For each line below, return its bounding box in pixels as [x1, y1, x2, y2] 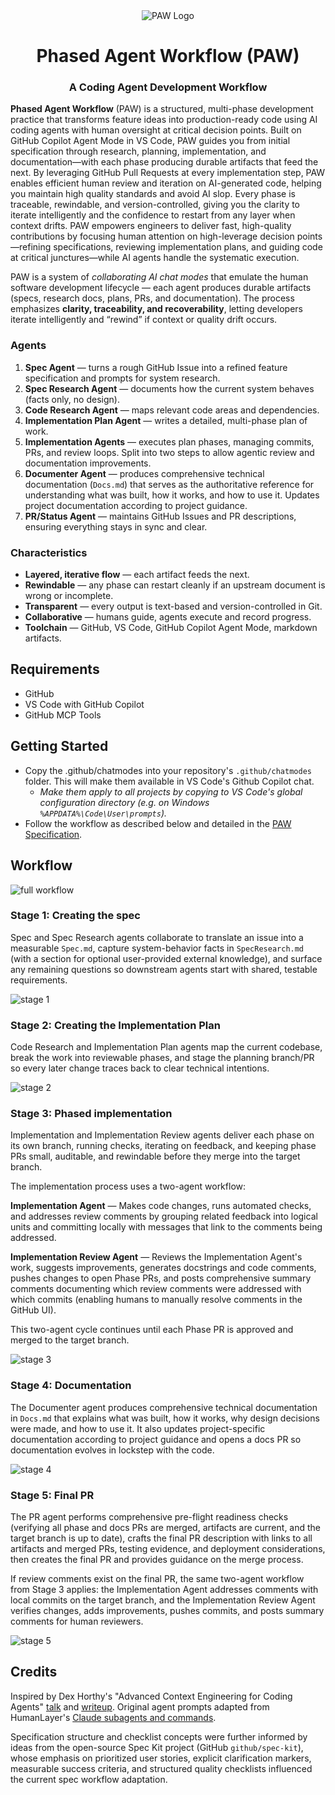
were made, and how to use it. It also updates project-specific [10, 1422, 266, 1434]
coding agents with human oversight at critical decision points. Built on [10, 124, 302, 136]
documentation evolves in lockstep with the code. [10, 1444, 215, 1456]
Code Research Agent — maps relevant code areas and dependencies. [24, 404, 320, 416]
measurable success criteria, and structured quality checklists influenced [10, 1762, 313, 1774]
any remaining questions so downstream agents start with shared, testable [10, 963, 318, 975]
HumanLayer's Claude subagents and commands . [10, 1711, 217, 1723]
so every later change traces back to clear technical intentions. [10, 1062, 270, 1074]
